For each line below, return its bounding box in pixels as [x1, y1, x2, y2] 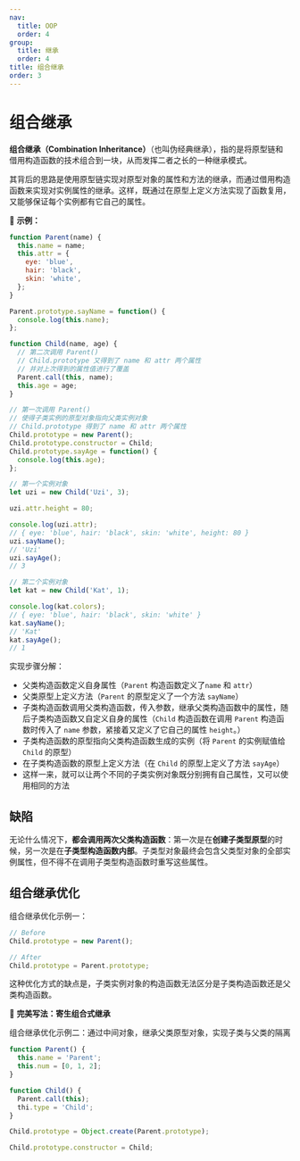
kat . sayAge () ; [9, 635, 62, 644]
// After [9, 952, 42, 962]
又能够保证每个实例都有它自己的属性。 [9, 195, 150, 206]
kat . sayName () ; [9, 618, 66, 627]
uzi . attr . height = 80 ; [9, 504, 94, 513]
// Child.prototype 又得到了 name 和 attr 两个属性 [17, 356, 202, 366]
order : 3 [9, 71, 42, 80]
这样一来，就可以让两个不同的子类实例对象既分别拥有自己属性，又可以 [21, 769, 281, 780]
